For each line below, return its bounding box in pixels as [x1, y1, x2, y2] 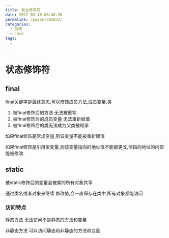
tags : [5, 36, 17, 41]
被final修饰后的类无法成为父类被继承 [12, 122, 89, 128]
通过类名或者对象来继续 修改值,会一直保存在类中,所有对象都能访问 [5, 190, 144, 196]
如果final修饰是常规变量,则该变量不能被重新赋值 [5, 133, 105, 139]
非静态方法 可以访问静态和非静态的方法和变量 [5, 227, 100, 233]
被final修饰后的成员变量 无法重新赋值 [12, 115, 90, 122]
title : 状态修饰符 [5, 7, 41, 13]
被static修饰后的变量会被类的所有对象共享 [5, 179, 93, 186]
